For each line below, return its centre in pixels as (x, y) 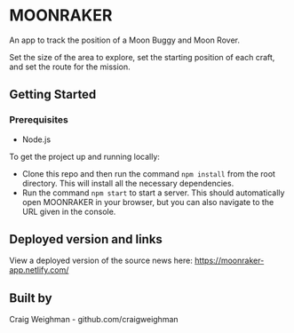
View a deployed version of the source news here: (101, 261)
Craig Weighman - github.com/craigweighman (94, 320)
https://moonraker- (229, 261)
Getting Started (53, 95)
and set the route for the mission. (70, 67)
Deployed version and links (86, 239)
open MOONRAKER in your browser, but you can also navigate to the (148, 202)
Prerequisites (39, 120)
